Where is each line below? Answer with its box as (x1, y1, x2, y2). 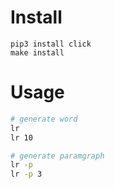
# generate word (10, 114, 78, 124)
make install (10, 47, 65, 58)
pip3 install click (10, 39, 92, 49)
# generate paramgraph (10, 151, 105, 161)
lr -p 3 (10, 169, 43, 180)
